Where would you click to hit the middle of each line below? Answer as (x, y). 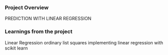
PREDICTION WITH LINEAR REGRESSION (48, 19)
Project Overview (27, 8)
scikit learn (16, 48)
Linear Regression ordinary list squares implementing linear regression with (84, 42)
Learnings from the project (39, 32)
